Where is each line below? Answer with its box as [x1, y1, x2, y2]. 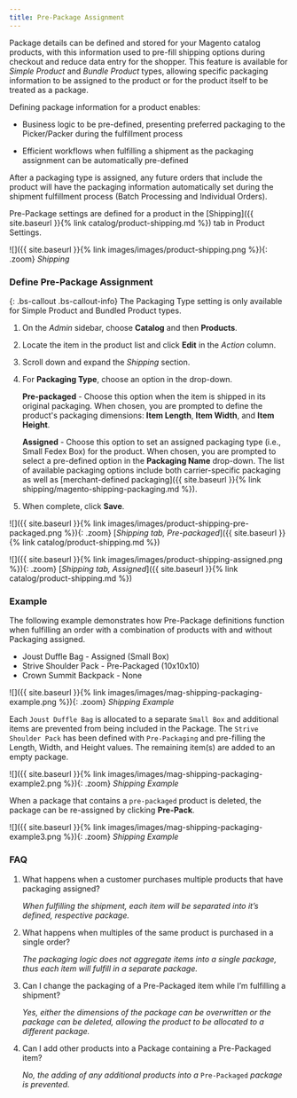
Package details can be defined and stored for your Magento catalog [9, 37, 262, 48]
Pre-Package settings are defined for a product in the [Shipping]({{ [9, 208, 254, 218]
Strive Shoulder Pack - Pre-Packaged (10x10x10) [21, 661, 200, 671]
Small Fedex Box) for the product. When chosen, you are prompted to [21, 445, 277, 457]
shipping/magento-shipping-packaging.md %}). [21, 483, 198, 494]
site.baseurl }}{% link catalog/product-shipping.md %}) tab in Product [9, 217, 265, 228]
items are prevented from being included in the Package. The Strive [9, 724, 259, 734]
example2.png [9, 778, 62, 789]
